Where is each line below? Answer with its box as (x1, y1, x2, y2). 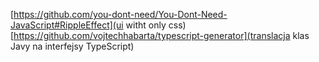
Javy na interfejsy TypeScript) (10, 40, 135, 52)
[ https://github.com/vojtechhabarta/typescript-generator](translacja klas (10, 30, 310, 41)
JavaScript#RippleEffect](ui (10, 19, 124, 31)
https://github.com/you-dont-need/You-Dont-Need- (13, 9, 228, 20)
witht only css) (125, 19, 187, 31)
